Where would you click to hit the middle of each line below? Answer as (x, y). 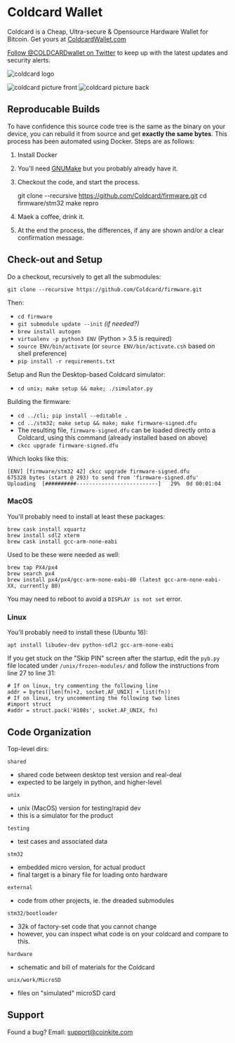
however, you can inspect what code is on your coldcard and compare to (123, 934)
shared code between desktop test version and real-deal (100, 774)
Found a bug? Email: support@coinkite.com (70, 1032)
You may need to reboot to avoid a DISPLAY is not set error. (95, 599)
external (20, 887)
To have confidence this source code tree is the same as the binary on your (116, 126)
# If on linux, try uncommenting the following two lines (94, 699)
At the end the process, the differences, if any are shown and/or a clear (121, 230)
